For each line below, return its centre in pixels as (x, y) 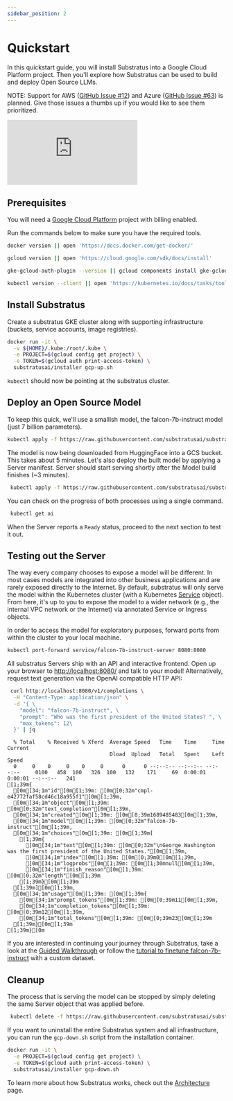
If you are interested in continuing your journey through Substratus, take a (113, 944)
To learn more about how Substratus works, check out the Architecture (109, 1082)
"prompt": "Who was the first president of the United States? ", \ (121, 717)
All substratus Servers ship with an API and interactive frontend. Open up (112, 664)
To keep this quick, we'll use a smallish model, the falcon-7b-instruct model (115, 419)
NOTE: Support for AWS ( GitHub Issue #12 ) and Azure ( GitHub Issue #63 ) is (115, 95)
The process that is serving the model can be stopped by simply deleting (112, 997)
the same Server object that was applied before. (76, 1004)
